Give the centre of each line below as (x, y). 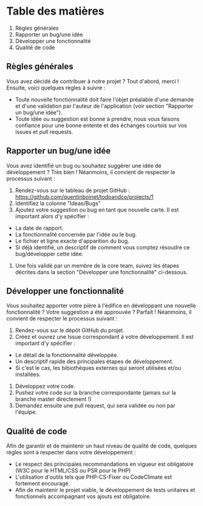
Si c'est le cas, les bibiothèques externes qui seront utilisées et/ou (98, 368)
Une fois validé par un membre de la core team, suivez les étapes (97, 265)
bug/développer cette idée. (49, 254)
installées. (28, 375)
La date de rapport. (39, 228)
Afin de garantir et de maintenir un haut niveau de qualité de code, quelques (102, 446)
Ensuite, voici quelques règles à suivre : (56, 88)
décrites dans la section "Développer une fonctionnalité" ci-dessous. (101, 272)
